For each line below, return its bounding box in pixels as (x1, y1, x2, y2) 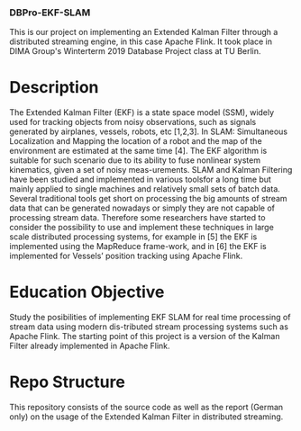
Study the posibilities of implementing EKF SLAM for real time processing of (9, 312, 291, 323)
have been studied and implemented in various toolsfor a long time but (9, 174, 272, 185)
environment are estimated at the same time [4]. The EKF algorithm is (9, 146, 268, 157)
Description (9, 77, 99, 98)
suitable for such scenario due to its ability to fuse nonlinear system (9, 155, 261, 166)
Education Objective (9, 282, 165, 302)
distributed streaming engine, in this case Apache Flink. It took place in (9, 36, 273, 47)
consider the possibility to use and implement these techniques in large (9, 222, 275, 233)
